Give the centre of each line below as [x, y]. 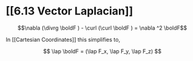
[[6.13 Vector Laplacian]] [70, 11]
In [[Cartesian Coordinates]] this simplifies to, [63, 39]
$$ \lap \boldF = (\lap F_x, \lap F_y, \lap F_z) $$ [102, 51]
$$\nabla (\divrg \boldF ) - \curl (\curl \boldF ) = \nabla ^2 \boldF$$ [102, 28]
